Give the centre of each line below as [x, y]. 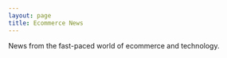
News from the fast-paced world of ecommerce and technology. [114, 45]
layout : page [30, 15]
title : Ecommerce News [46, 23]
